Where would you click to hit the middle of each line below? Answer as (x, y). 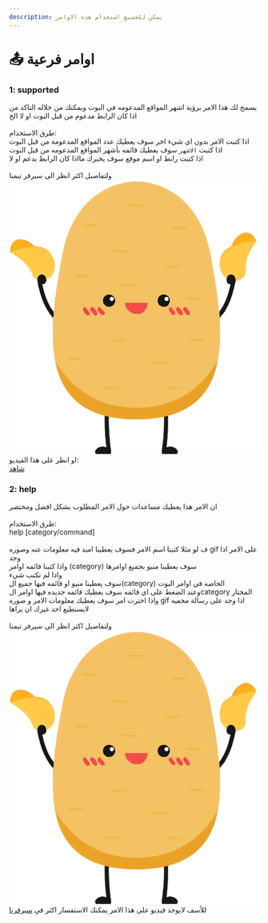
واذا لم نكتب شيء (36, 575)
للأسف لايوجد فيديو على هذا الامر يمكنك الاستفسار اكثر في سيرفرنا (108, 910)
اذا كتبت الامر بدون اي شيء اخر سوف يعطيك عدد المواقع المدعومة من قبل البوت (130, 141)
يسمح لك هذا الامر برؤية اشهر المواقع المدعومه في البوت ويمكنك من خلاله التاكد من (133, 108)
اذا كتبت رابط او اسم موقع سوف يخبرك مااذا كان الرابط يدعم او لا (106, 159)
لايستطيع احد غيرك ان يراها (49, 608)
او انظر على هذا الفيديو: (44, 459)
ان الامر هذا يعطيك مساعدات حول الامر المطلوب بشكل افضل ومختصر (113, 506)
